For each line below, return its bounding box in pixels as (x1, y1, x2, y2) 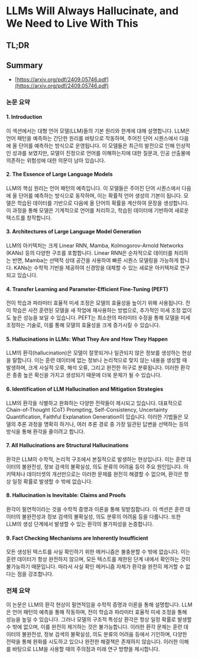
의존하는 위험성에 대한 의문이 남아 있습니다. (6, 157, 106, 164)
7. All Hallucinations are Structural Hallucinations (6, 442, 129, 449)
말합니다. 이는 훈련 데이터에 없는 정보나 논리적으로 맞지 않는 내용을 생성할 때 (12, 357, 187, 364)
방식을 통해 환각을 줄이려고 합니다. (6, 428, 85, 435)
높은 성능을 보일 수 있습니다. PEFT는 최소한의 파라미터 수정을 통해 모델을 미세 (12, 314, 191, 321)
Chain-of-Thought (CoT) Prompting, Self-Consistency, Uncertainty (6, 406, 168, 413)
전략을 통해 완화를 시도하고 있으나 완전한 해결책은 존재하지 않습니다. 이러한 (6, 638, 178, 646)
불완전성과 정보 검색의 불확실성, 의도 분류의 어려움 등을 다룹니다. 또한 (21, 513, 181, 520)
